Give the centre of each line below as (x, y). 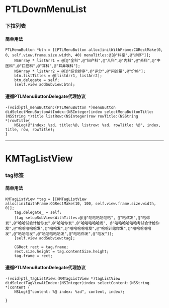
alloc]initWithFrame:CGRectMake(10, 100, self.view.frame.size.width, (81, 203)
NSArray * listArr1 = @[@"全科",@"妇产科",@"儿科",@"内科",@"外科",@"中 (88, 61)
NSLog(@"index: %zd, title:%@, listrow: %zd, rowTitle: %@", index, (88, 125)
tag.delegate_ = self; (38, 212)
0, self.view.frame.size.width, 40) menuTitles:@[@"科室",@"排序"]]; (78, 55)
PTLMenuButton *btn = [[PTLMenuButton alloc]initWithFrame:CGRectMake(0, (84, 50)
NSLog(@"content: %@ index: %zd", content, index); (69, 292)
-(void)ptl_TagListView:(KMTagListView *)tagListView (63, 279)
